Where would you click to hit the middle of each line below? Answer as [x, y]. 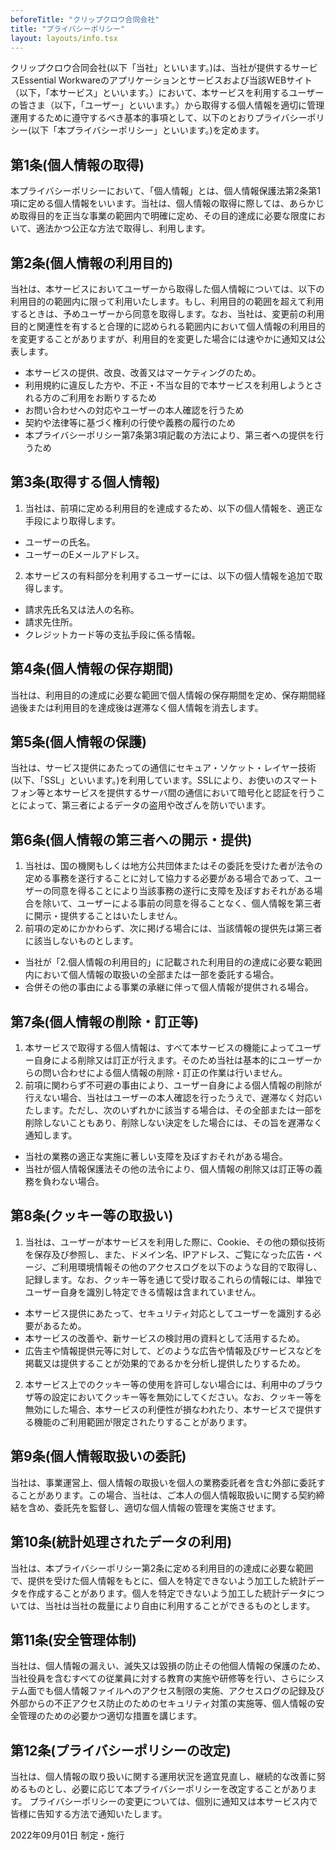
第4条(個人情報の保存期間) [92, 669]
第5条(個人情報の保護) [78, 742]
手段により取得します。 [73, 520]
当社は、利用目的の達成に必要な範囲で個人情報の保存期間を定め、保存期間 [163, 695]
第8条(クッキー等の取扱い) [92, 1216]
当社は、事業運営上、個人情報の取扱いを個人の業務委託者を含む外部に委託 [163, 1482]
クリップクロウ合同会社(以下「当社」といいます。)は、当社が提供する [151, 68]
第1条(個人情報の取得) [77, 164]
